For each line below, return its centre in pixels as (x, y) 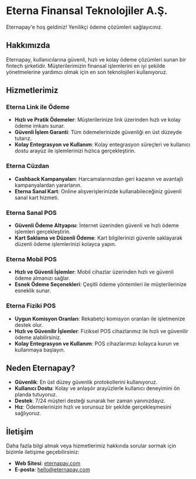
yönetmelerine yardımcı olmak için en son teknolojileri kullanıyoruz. (87, 72)
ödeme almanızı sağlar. (42, 278)
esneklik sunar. (33, 290)
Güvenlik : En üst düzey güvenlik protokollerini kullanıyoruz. (86, 382)
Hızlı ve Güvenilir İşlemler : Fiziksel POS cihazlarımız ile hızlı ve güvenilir (101, 331)
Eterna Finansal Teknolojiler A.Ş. (87, 11)
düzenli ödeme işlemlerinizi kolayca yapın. (65, 244)
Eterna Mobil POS (32, 259)
